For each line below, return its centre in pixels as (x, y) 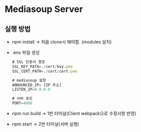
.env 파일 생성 (26, 52)
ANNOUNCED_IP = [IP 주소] (37, 85)
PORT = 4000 (22, 103)
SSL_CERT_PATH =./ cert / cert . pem (44, 71)
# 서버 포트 (22, 98)
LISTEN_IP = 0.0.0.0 (31, 89)
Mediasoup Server (44, 9)
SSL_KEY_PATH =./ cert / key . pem (42, 66)
